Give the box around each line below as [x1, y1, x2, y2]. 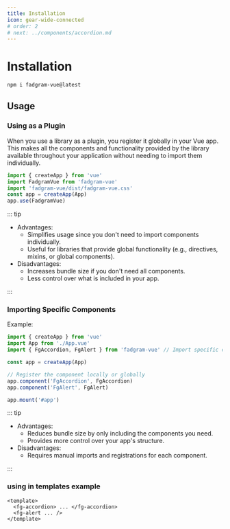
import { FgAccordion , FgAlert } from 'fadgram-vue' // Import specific [7, 346, 219, 354]
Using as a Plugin [7, 121, 66, 131]
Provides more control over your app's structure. [27, 437, 165, 445]
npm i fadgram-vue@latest [7, 82, 81, 89]
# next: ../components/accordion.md [7, 29, 112, 36]
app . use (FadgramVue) [7, 197, 66, 205]
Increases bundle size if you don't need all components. [27, 267, 186, 275]
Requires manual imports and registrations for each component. [27, 451, 207, 460]
